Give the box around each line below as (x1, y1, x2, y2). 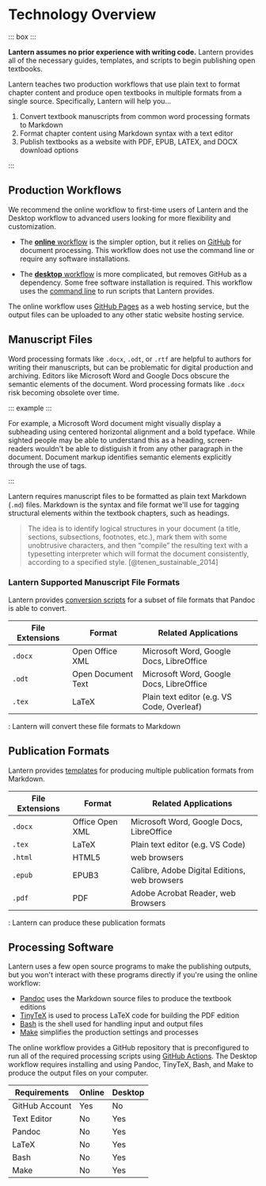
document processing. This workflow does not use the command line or (19, 245, 255, 255)
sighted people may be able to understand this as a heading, (8, 435, 206, 445)
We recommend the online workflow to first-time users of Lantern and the (8, 205, 249, 214)
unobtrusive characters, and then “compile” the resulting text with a (27, 540, 249, 550)
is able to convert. (8, 603, 67, 612)
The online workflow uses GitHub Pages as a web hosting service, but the (8, 301, 249, 311)
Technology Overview (8, 6, 157, 24)
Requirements (14, 1087, 70, 1098)
